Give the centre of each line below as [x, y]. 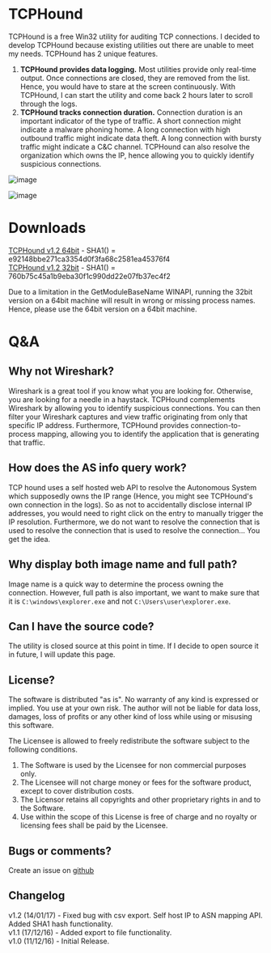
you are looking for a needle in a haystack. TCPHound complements [122, 399]
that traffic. [27, 443]
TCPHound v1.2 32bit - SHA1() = [62, 267]
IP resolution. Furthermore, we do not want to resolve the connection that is [134, 522]
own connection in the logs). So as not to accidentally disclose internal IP [130, 504]
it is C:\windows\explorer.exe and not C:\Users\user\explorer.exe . [120, 601]
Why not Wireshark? [61, 372]
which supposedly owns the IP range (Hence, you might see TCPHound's [131, 496]
